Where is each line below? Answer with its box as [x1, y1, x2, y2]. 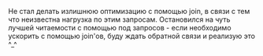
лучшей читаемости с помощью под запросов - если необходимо [8, 23, 232, 32]
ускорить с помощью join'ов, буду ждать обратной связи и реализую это [8, 31, 256, 40]
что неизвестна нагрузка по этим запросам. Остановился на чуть [8, 15, 231, 24]
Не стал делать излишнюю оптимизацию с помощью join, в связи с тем [8, 7, 250, 16]
